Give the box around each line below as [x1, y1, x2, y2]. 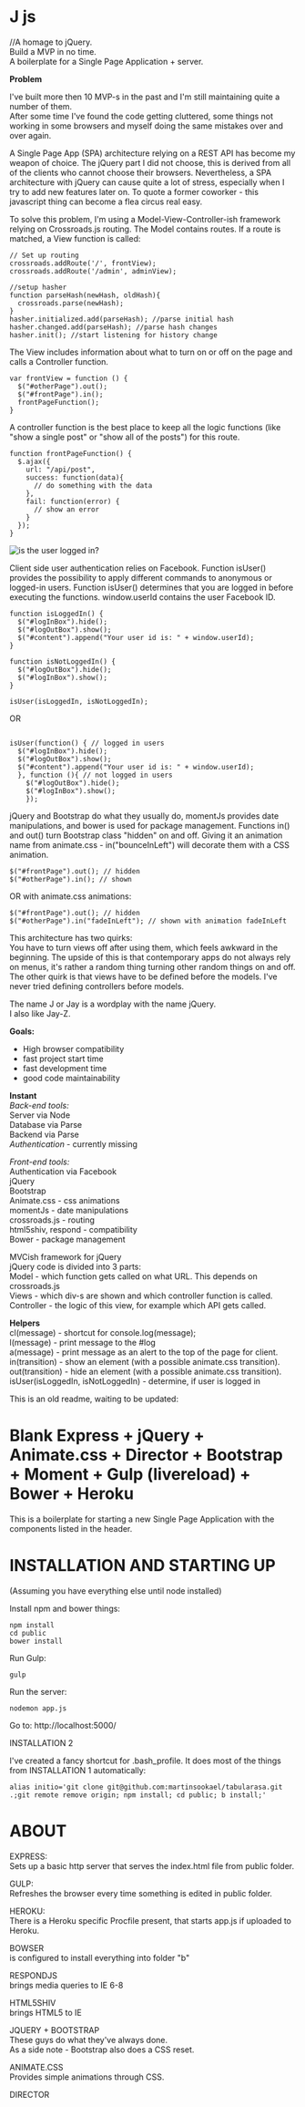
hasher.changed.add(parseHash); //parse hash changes [9, 322, 219, 332]
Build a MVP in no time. [9, 46, 97, 57]
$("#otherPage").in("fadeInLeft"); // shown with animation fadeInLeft [9, 916, 287, 925]
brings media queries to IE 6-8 [9, 1979, 124, 1990]
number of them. [9, 100, 73, 111]
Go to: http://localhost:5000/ [9, 1720, 117, 1730]
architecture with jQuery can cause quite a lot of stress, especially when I [9, 176, 285, 188]
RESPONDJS [9, 1969, 57, 1980]
